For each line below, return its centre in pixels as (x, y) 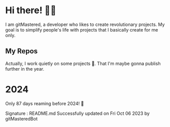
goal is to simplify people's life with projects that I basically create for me (82, 29)
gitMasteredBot (21, 118)
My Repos (22, 51)
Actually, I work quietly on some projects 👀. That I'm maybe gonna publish (83, 63)
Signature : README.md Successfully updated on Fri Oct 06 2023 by (78, 113)
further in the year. (25, 69)
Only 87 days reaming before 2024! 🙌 (45, 103)
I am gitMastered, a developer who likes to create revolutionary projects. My (85, 24)
